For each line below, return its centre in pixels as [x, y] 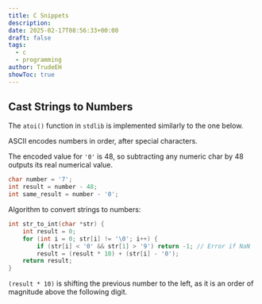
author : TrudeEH [35, 67]
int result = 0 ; [50, 231]
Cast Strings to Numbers [71, 107]
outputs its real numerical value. [61, 165]
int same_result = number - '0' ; [64, 194]
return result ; [48, 261]
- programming [39, 60]
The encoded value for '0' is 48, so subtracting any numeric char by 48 [126, 156]
